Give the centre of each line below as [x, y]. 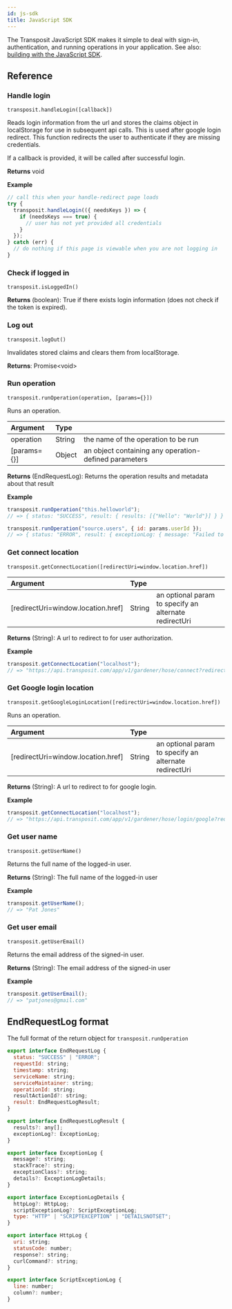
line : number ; [33, 1287]
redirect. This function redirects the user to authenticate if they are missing [114, 137]
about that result [30, 483]
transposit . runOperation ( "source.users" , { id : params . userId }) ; [105, 529]
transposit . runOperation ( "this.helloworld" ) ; [74, 509]
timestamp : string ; [41, 1070]
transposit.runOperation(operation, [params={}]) [80, 397]
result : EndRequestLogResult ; [57, 1102]
